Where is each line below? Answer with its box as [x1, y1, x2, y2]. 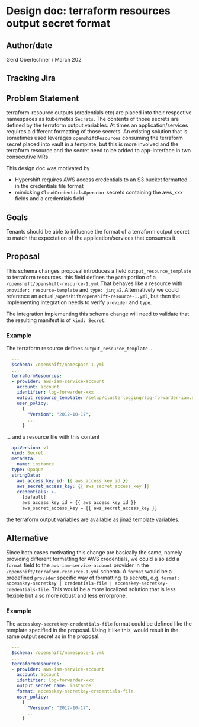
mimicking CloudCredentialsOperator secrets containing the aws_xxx [14, 189, 184, 196]
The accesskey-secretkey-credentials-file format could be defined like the [6, 620, 192, 627]
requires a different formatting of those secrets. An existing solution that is [6, 128, 188, 135]
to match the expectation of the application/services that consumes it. [6, 234, 177, 241]
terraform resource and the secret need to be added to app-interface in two [6, 147, 191, 154]
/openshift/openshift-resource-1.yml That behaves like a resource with [6, 280, 183, 287]
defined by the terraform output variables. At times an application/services [6, 122, 188, 129]
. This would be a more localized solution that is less [48, 585, 176, 592]
